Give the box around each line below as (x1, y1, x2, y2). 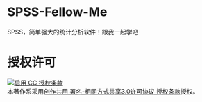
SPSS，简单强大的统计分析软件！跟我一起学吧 (7, 28, 139, 36)
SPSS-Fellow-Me (7, 4, 108, 20)
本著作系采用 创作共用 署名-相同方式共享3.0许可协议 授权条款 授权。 (7, 87, 199, 95)
